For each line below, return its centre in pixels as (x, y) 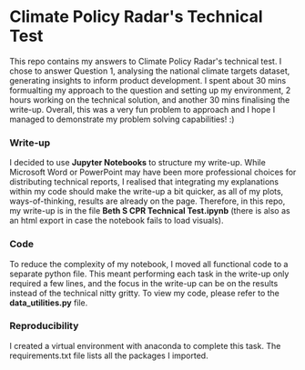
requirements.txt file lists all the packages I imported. (109, 355)
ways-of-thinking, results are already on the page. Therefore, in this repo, (147, 201)
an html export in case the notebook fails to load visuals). (117, 221)
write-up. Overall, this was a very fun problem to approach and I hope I (142, 109)
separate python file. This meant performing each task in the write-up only (149, 274)
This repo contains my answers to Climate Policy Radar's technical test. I (146, 61)
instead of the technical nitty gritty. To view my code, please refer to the (144, 293)
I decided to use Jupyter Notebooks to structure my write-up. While (137, 163)
